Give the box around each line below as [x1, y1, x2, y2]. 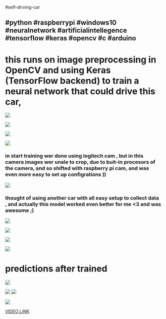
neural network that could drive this [5, 85, 156, 97]
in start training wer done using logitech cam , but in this [5, 152, 144, 159]
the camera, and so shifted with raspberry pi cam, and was [5, 165, 150, 172]
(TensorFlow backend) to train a [5, 75, 140, 86]
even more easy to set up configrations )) [5, 171, 107, 178]
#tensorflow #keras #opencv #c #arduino [5, 34, 136, 43]
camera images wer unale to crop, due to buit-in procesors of [5, 159, 156, 166]
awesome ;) [5, 207, 34, 214]
